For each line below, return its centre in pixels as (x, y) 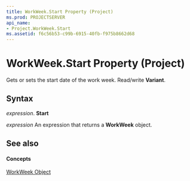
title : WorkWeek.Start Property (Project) (60, 12)
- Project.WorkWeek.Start (38, 28)
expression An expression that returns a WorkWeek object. (79, 125)
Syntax (20, 99)
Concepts (19, 158)
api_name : (19, 23)
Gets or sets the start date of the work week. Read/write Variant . (86, 80)
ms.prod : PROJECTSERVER (36, 17)
